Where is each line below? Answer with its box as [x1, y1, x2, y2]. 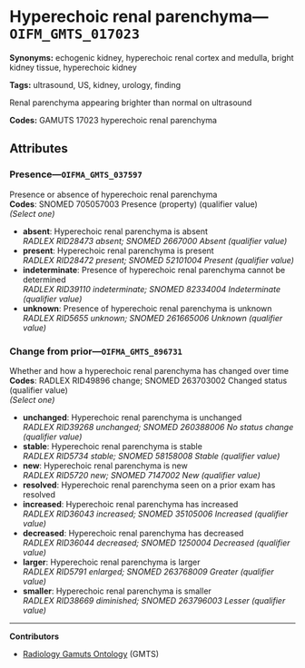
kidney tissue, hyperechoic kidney [9, 62, 138, 73]
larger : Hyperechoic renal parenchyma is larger [22, 556, 201, 567]
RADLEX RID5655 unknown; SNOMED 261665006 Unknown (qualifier [22, 312, 283, 323]
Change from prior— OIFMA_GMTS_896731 [9, 345, 183, 358]
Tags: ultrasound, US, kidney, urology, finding [9, 79, 182, 90]
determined [22, 274, 66, 285]
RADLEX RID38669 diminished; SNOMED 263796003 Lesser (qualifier [22, 594, 286, 605]
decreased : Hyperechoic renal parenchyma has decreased [22, 527, 244, 538]
